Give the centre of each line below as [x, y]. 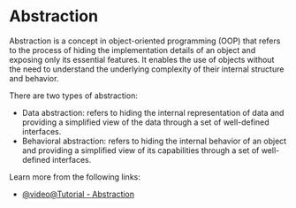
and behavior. [34, 78]
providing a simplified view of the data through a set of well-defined [145, 122]
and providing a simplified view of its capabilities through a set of [140, 150]
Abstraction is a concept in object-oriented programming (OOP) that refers [145, 41]
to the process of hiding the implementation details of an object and [133, 50]
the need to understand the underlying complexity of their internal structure [147, 69]
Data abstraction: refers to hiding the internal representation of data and [153, 112]
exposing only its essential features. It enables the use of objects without [142, 59]
